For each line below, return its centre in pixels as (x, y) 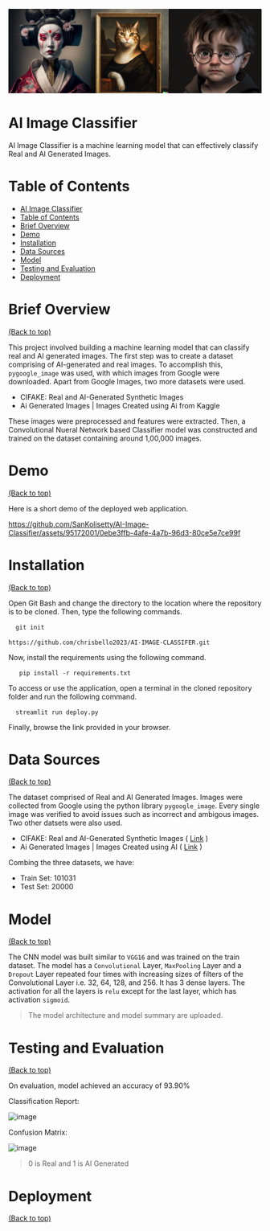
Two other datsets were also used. (65, 823)
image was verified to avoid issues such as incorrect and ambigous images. (134, 815)
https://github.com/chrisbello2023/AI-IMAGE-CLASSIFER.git (109, 642)
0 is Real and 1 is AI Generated (78, 1163)
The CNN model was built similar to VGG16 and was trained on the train (124, 957)
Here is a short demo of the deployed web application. (98, 508)
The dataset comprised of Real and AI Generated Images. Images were (126, 798)
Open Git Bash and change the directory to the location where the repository (135, 603)
